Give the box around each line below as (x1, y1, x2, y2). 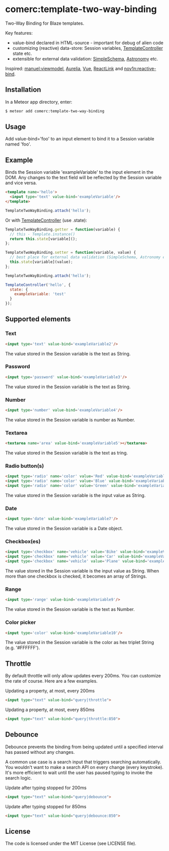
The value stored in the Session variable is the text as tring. (5, 450, 128, 456)
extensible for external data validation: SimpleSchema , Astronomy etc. (12, 55, 158, 61)
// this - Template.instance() (10, 232, 75, 237)
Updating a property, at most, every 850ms (5, 706, 95, 713)
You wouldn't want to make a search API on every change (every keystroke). (5, 764, 163, 770)
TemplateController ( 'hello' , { (5, 282, 71, 288)
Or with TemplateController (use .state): (5, 217, 87, 223)
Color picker (5, 619, 36, 626)
